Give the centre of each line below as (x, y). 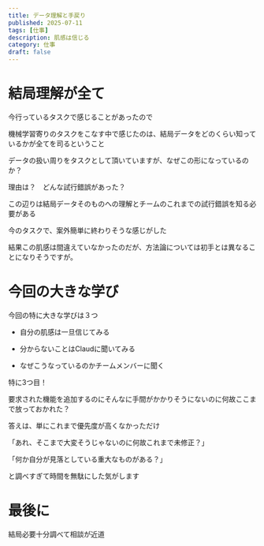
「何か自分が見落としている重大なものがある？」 (87, 459)
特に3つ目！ (28, 382)
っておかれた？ (46, 409)
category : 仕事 (32, 45)
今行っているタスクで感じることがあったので (81, 117)
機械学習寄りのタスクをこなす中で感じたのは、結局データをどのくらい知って (132, 133)
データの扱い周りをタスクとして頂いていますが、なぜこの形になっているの (129, 160)
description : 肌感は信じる (49, 37)
